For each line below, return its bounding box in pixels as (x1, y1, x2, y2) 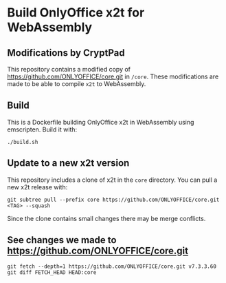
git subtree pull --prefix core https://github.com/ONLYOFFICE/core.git (7, 196, 220, 203)
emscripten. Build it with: (7, 125, 78, 134)
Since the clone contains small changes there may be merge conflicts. (7, 214, 206, 222)
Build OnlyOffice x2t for (7, 5, 145, 21)
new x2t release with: (7, 182, 68, 191)
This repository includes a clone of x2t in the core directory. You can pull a (7, 176, 218, 184)
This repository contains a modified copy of (7, 65, 131, 73)
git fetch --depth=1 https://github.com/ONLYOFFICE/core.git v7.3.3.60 (7, 263, 216, 270)
